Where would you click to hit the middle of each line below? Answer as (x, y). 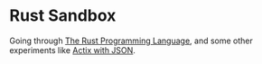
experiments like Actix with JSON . (72, 50)
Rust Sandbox (63, 16)
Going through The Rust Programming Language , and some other (131, 41)
